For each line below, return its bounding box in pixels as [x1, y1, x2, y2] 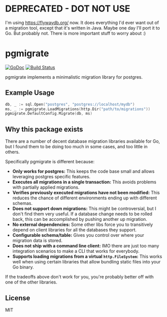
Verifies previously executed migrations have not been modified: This [12, 190, 160, 196]
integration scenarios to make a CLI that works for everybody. [12, 248, 140, 254]
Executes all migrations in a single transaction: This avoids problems [12, 179, 157, 185]
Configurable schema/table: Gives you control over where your [12, 232, 145, 238]
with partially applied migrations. [12, 184, 80, 190]
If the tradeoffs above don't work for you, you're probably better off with [5, 274, 154, 280]
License [5, 293, 30, 302]
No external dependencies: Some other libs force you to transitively [12, 221, 153, 228]
